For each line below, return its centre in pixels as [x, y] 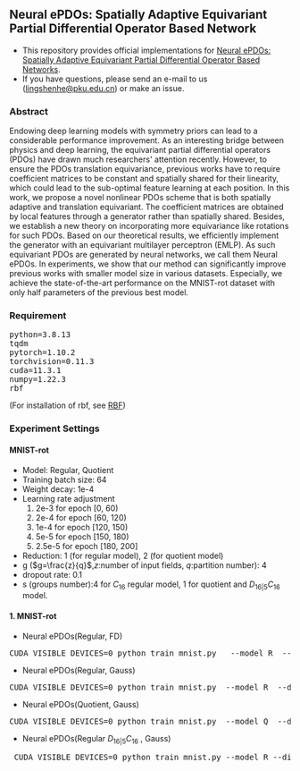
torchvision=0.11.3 [52, 362]
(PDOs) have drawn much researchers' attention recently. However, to [138, 159]
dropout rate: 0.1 [52, 574]
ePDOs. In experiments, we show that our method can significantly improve [148, 264]
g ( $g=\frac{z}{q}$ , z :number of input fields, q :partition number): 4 [145, 565]
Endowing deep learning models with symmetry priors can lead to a [133, 131]
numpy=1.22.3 [38, 380]
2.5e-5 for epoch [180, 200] [87, 546]
